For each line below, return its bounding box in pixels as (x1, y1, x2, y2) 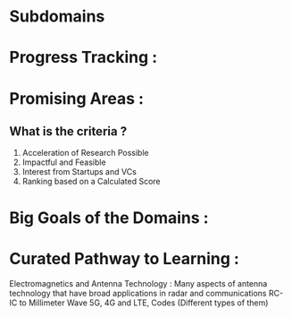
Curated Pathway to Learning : (9, 248, 239, 269)
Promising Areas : (9, 88, 145, 108)
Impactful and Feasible (21, 157, 106, 167)
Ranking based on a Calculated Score (21, 176, 161, 187)
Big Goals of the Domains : (9, 208, 209, 227)
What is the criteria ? (9, 124, 128, 139)
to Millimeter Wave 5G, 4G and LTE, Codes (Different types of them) (19, 297, 269, 308)
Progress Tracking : (9, 47, 158, 68)
